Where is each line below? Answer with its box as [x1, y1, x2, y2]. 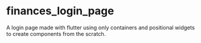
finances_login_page [6, 4, 114, 18]
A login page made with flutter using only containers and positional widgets [6, 24, 196, 31]
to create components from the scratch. [6, 30, 106, 37]
